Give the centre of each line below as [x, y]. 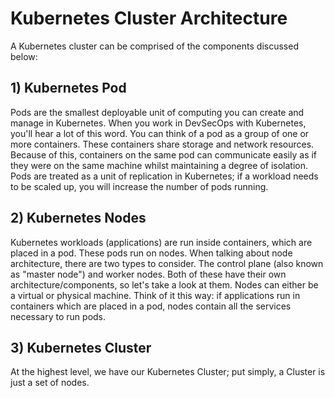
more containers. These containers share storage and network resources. [162, 144]
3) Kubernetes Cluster [81, 347]
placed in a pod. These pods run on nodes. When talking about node [151, 253]
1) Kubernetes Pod [68, 88]
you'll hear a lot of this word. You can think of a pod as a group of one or [160, 133]
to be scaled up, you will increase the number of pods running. [139, 186]
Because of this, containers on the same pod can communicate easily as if [164, 154]
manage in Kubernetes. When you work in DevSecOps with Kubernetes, [158, 123]
